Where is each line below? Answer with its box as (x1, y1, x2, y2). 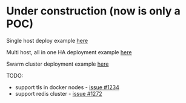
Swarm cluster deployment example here (6, 60, 109, 67)
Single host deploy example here (6, 37, 88, 44)
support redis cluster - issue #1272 (15, 90, 102, 97)
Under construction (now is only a (6, 4, 181, 18)
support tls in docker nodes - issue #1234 (15, 83, 120, 91)
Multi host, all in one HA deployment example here (6, 48, 132, 55)
